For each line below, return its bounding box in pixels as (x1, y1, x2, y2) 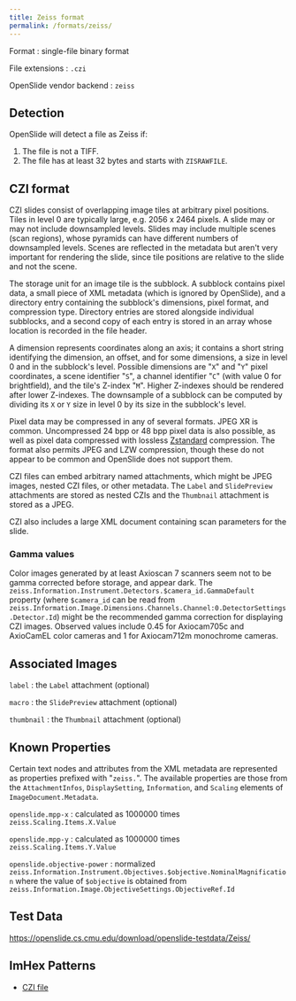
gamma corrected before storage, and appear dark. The (9, 578, 214, 588)
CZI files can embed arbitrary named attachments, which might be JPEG (9, 471, 273, 482)
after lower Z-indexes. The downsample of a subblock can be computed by (9, 390, 283, 400)
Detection (9, 105, 65, 120)
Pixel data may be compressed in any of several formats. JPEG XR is (9, 416, 259, 427)
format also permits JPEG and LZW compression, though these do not (9, 445, 264, 455)
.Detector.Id (9, 613, 57, 623)
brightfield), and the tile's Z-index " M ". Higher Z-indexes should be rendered (9, 380, 285, 391)
